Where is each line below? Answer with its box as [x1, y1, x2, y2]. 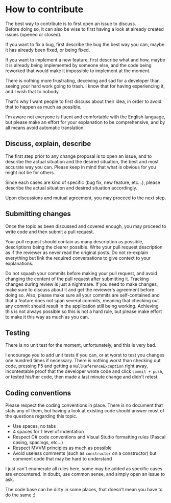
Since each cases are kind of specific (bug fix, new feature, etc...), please [5, 179, 161, 185]
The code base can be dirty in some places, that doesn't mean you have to [5, 487, 163, 493]
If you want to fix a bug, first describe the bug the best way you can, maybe [5, 41, 165, 47]
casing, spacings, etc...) [12, 439, 63, 446]
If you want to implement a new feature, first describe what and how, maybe [5, 56, 165, 62]
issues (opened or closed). [5, 31, 62, 37]
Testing [5, 328, 30, 337]
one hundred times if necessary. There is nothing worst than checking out [5, 358, 161, 364]
